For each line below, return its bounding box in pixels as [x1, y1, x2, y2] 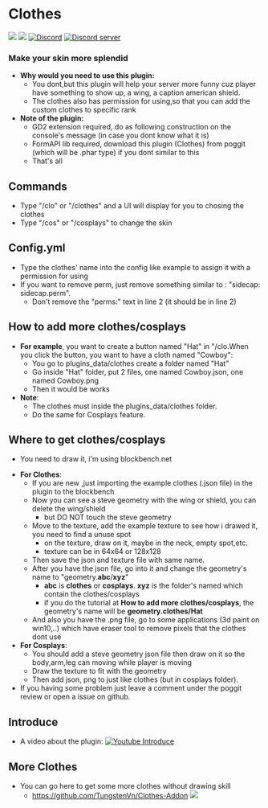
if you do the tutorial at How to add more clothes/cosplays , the [43, 598, 254, 608]
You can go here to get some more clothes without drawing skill [19, 781, 231, 791]
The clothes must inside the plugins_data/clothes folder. [31, 401, 217, 411]
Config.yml [8, 241, 66, 255]
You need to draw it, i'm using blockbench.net [19, 454, 173, 464]
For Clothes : [19, 470, 63, 479]
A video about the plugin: [19, 736, 104, 746]
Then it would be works [31, 383, 110, 394]
